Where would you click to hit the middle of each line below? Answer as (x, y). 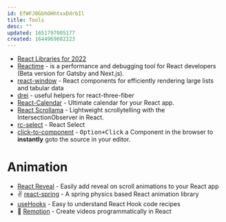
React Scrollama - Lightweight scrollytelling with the (91, 110)
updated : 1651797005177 (41, 33)
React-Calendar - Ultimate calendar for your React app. (95, 103)
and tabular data (40, 88)
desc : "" (20, 26)
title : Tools (26, 20)
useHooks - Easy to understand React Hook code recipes (99, 204)
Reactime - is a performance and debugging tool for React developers (116, 66)
